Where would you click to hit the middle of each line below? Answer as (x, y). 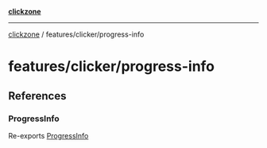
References (37, 96)
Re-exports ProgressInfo (48, 135)
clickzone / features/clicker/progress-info (76, 34)
